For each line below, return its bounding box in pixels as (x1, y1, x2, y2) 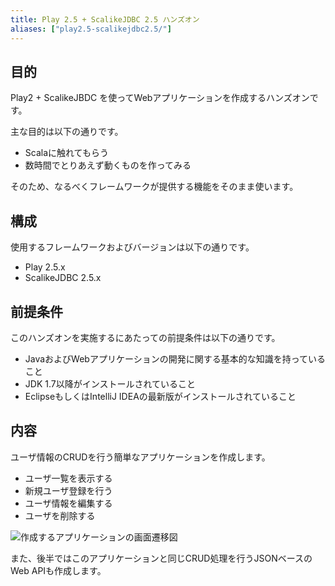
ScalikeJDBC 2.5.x (24, 272, 102, 284)
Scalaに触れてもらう (24, 147, 109, 159)
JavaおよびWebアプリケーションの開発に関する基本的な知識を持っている (24, 352, 326, 365)
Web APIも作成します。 (10, 564, 107, 576)
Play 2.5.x (24, 261, 66, 273)
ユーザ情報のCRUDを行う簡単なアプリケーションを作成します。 (10, 451, 271, 463)
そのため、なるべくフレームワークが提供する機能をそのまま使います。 (10, 181, 299, 193)
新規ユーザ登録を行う (24, 484, 113, 496)
